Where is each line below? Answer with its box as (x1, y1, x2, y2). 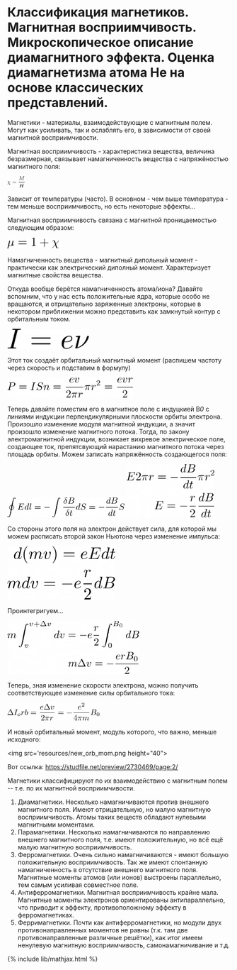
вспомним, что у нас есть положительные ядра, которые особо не (7, 292, 210, 300)
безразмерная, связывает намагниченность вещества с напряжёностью (7, 154, 229, 163)
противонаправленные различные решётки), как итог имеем (17, 933, 203, 942)
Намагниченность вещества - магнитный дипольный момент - (7, 255, 198, 264)
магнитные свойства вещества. (7, 270, 104, 279)
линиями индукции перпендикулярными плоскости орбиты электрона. (7, 412, 223, 421)
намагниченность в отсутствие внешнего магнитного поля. (17, 865, 198, 873)
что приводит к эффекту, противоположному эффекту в (17, 903, 187, 912)
